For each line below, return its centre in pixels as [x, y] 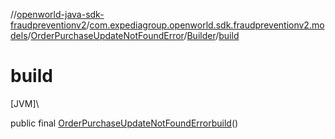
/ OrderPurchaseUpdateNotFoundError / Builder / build [133, 35]
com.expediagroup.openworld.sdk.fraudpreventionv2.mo [207, 25]
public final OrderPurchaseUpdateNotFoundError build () [124, 123]
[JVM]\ [25, 103]
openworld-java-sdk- [60, 14]
